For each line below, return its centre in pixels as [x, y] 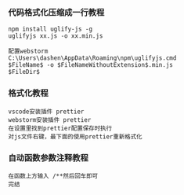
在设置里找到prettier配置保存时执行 [60, 128]
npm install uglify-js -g [50, 29]
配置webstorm [28, 52]
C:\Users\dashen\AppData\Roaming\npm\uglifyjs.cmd [92, 58]
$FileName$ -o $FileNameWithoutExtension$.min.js [91, 65]
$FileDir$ [24, 72]
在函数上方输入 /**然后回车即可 [53, 176]
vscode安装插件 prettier [46, 112]
